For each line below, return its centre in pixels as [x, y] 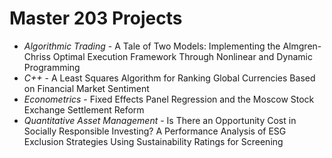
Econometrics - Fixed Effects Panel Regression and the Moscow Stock [169, 99]
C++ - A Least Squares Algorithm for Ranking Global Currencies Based [169, 78]
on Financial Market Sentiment [86, 88]
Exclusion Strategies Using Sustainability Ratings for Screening [153, 141]
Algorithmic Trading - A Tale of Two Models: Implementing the [152, 46]
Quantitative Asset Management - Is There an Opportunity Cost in [160, 120]
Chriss [37, 56]
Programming [52, 67]
